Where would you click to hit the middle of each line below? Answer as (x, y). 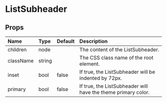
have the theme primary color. (115, 92)
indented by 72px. (101, 78)
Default (66, 41)
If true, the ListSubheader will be (117, 72)
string (45, 61)
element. (89, 64)
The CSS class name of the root (116, 58)
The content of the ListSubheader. (119, 50)
